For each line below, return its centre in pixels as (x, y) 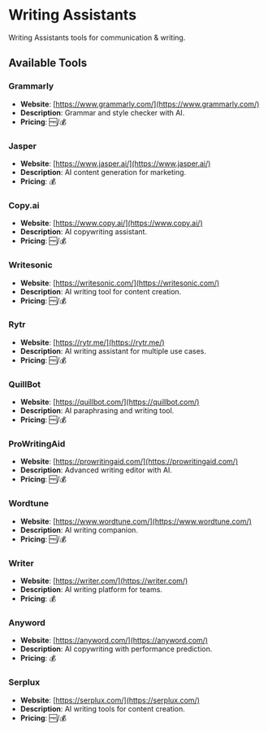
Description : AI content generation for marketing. (103, 172)
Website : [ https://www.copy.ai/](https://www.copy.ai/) (111, 223)
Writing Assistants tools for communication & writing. (97, 37)
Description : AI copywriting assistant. (84, 232)
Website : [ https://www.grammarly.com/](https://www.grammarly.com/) (140, 104)
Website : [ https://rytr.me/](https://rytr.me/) (92, 342)
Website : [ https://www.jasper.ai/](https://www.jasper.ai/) (115, 163)
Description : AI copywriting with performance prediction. (116, 649)
